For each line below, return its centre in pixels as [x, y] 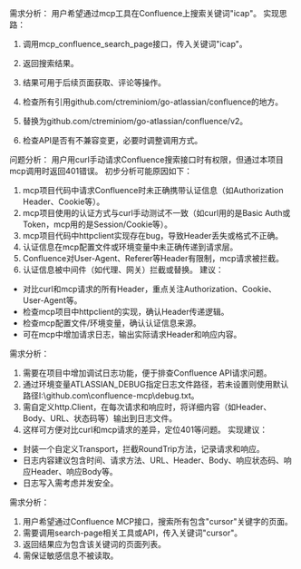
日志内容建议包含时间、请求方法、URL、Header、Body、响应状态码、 [153, 460]
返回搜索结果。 [50, 63]
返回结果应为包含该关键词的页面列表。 [94, 544]
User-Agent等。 [52, 300]
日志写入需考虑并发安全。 [70, 483]
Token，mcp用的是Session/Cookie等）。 [97, 224]
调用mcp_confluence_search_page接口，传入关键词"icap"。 [135, 44]
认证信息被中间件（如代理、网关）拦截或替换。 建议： [123, 270]
